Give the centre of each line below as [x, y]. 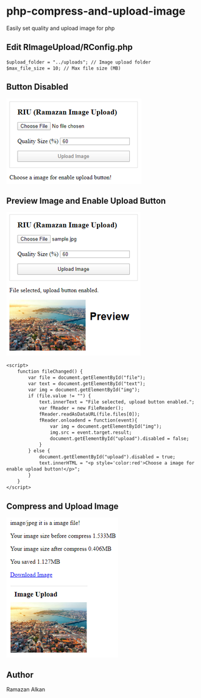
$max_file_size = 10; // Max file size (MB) [64, 68]
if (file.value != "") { [60, 396]
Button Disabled [37, 87]
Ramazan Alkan [26, 689]
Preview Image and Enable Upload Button [86, 200]
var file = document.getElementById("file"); [87, 378]
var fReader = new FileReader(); [81, 408]
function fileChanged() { [50, 372]
